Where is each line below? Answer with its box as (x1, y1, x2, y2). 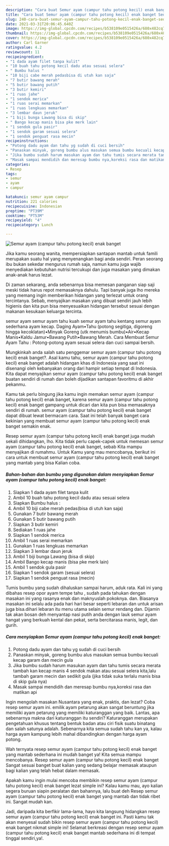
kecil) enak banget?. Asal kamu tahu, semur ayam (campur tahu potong (6, 355, 153, 361)
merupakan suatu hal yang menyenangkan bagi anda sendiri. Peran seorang (6, 256, 163, 262)
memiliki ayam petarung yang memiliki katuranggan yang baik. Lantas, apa (6, 710, 160, 716)
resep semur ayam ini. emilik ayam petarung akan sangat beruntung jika (6, 704, 154, 710)
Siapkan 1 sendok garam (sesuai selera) (13, 570, 96, 576)
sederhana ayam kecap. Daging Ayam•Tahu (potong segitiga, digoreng (6, 323, 152, 329)
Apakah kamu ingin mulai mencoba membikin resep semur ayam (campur (6, 777, 157, 783)
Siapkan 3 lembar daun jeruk (13, 548, 73, 554)
